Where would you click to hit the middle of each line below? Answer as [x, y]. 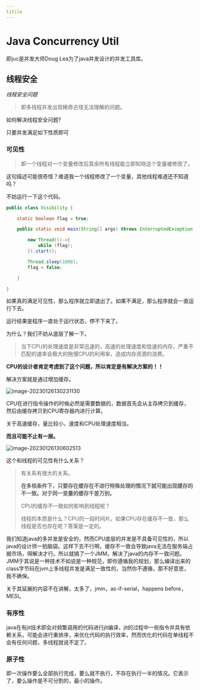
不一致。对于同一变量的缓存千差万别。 [68, 493]
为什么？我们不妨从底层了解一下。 [48, 334]
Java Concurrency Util [62, 41]
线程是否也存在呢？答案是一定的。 [62, 526]
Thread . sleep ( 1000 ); [53, 262]
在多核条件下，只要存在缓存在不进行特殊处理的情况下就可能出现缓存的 [107, 486]
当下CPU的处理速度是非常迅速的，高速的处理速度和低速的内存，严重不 [107, 346]
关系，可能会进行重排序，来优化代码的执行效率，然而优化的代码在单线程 [100, 635]
